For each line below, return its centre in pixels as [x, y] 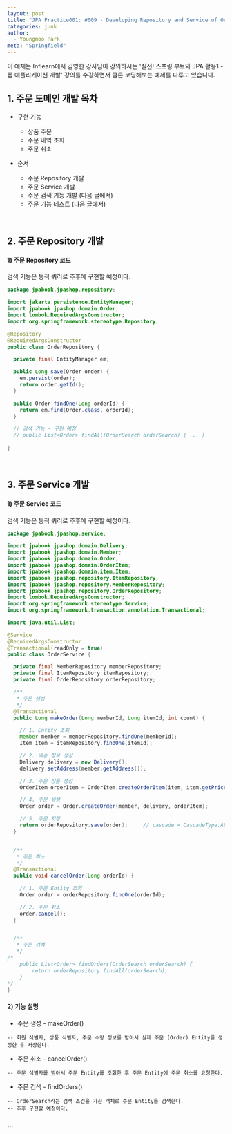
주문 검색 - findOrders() [50, 1086]
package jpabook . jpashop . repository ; [61, 290]
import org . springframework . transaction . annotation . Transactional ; [106, 610]
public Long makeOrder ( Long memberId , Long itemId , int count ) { [109, 718]
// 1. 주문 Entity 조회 [51, 889]
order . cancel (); [43, 914]
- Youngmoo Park [37, 39]
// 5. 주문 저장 [40, 819]
